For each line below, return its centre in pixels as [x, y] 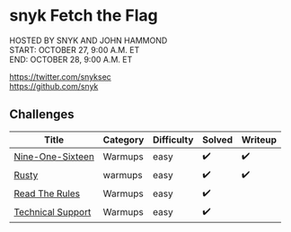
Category [123, 140]
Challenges [42, 114]
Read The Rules [47, 193]
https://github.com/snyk [54, 86]
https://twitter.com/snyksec [61, 76]
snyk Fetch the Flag [84, 16]
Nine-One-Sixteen [54, 157]
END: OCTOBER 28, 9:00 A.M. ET [71, 59]
